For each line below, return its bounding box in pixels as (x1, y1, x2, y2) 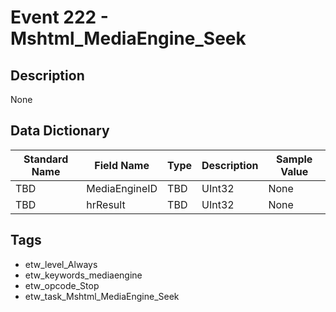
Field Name (94, 158, 150, 172)
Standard (23, 152, 69, 166)
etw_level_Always (24, 258, 98, 270)
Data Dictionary (10, 122, 110, 140)
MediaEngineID (86, 181, 158, 195)
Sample (276, 152, 313, 166)
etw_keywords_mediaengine (24, 269, 143, 281)
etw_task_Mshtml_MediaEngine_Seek (24, 290, 180, 302)
